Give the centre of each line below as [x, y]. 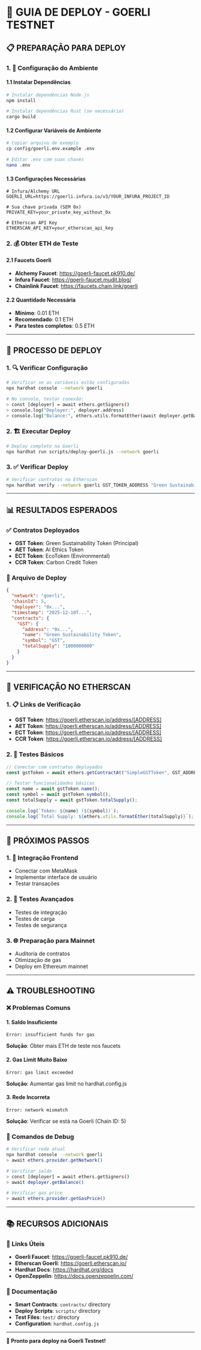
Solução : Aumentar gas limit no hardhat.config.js [67, 1083]
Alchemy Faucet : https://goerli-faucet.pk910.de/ [75, 273]
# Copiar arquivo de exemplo [42, 143]
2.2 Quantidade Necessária [41, 300]
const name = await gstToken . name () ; [53, 789]
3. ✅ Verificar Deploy [37, 467]
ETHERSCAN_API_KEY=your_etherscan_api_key [60, 228]
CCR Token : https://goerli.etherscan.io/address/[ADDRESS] [89, 739]
